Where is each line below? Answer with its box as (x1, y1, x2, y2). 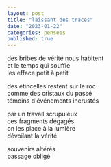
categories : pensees (7, 29, 66, 36)
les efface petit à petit (7, 69, 69, 77)
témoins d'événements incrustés (7, 97, 99, 105)
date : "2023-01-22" (7, 23, 63, 29)
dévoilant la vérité (7, 131, 58, 140)
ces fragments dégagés (7, 117, 75, 125)
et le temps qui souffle (7, 62, 71, 70)
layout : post (7, 10, 45, 17)
